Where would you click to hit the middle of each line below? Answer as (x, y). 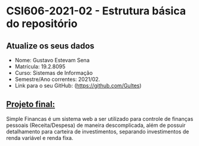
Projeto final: (31, 104)
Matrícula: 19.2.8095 (40, 66)
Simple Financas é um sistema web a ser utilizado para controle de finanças (100, 118)
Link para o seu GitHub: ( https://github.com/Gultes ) (78, 86)
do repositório (42, 24)
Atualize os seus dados (50, 46)
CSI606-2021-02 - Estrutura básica (96, 11)
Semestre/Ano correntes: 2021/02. (57, 79)
